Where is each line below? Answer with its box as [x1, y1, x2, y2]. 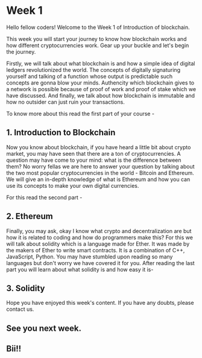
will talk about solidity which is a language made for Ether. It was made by [6, 240, 190, 248]
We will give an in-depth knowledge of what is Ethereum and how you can [6, 176, 191, 183]
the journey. [6, 48, 36, 55]
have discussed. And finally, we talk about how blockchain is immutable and [6, 92, 195, 99]
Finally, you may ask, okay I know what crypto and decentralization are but [6, 227, 192, 234]
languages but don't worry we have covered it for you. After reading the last [6, 259, 195, 266]
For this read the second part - [6, 194, 83, 201]
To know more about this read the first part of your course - [6, 110, 155, 117]
